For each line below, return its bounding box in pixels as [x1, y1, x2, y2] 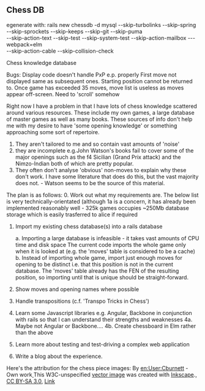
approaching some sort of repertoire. [6, 128, 100, 135]
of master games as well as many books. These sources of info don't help [6, 115, 193, 123]
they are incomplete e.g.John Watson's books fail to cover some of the [15, 146, 194, 154]
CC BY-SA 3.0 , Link [6, 377, 55, 385]
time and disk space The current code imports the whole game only [15, 241, 187, 248]
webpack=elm [6, 40, 43, 48]
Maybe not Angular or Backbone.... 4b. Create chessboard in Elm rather [15, 322, 196, 330]
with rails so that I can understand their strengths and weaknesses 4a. [15, 316, 193, 323]
